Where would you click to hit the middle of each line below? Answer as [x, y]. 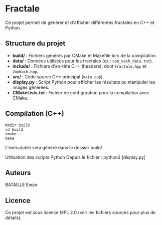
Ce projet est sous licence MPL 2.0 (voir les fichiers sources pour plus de [81, 213]
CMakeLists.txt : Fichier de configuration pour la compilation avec [81, 92]
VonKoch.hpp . [25, 71]
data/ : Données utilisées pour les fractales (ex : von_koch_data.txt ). [83, 61]
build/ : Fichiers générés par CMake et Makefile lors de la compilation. [84, 55]
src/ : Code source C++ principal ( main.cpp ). [58, 77]
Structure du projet [35, 44]
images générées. [31, 87]
